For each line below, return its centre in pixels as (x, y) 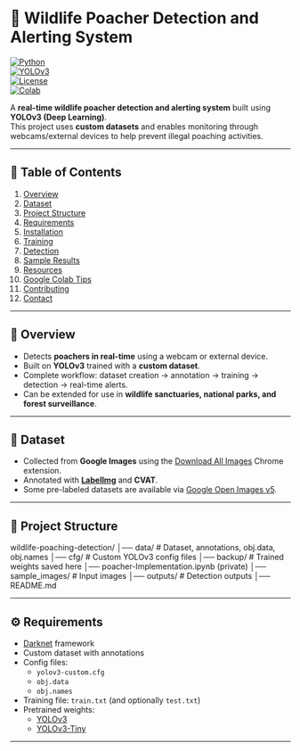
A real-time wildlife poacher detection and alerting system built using (140, 107)
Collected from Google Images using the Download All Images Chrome (153, 461)
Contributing (46, 288)
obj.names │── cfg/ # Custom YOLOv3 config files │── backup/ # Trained (147, 557)
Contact (37, 298)
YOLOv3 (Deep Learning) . (59, 117)
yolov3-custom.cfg (70, 673)
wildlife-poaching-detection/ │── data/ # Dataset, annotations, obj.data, (143, 548)
